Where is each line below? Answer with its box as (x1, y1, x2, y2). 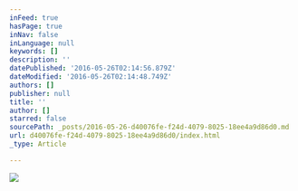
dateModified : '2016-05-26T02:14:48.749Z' (9, 72, 172, 81)
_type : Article (9, 139, 67, 148)
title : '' (9, 97, 47, 107)
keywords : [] (9, 47, 59, 56)
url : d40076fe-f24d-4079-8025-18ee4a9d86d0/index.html (9, 131, 221, 140)
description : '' (9, 55, 71, 64)
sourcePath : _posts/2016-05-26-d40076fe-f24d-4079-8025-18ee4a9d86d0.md (9, 123, 290, 132)
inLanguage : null (9, 38, 75, 48)
